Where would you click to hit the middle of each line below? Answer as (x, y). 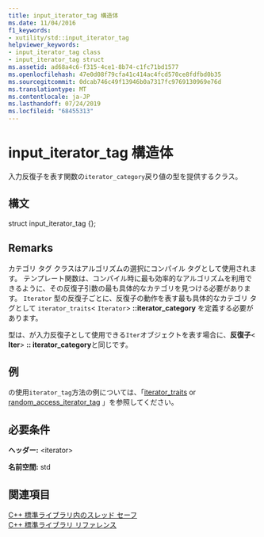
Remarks (31, 248)
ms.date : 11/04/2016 (42, 23)
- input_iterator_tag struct (56, 60)
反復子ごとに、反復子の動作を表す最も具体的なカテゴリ (157, 298)
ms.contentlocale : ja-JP (49, 97)
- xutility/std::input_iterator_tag (69, 38)
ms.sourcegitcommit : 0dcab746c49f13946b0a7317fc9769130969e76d (115, 82)
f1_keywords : (30, 30)
